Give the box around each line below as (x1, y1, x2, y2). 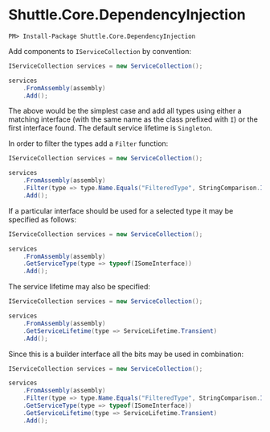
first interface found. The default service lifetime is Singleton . (8, 123, 213, 133)
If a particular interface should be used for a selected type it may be (8, 206, 234, 215)
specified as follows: (8, 214, 76, 224)
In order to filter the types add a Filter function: (8, 139, 169, 148)
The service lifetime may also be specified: (8, 282, 151, 292)
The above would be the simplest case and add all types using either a (8, 106, 243, 116)
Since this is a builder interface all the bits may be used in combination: (8, 349, 244, 359)
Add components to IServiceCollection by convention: (8, 46, 191, 56)
